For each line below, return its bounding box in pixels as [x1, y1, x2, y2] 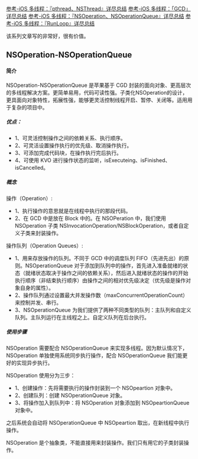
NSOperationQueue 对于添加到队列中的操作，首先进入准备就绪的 [25, 262, 183, 269]
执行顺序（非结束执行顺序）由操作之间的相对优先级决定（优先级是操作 [14, 277, 186, 284]
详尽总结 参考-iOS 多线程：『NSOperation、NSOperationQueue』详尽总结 [6, 12, 184, 20]
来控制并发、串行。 [14, 299, 62, 306]
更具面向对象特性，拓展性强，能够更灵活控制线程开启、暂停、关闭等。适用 [6, 96, 187, 104]
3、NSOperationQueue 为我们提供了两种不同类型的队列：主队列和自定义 [14, 306, 191, 313]
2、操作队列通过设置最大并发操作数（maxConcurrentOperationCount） [14, 292, 188, 299]
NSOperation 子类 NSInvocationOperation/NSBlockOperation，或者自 [14, 222, 184, 229]
